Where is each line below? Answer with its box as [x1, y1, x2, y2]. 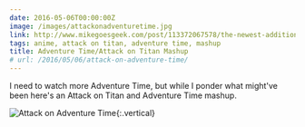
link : [9, 30, 30, 39]
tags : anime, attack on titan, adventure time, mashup [9, 38, 221, 48]
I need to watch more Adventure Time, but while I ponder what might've [9, 81, 279, 91]
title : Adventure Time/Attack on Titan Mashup [9, 47, 189, 56]
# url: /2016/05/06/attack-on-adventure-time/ [9, 55, 189, 64]
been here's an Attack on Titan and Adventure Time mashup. [9, 90, 238, 101]
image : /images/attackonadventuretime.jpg [9, 22, 172, 31]
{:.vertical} [115, 108, 156, 118]
